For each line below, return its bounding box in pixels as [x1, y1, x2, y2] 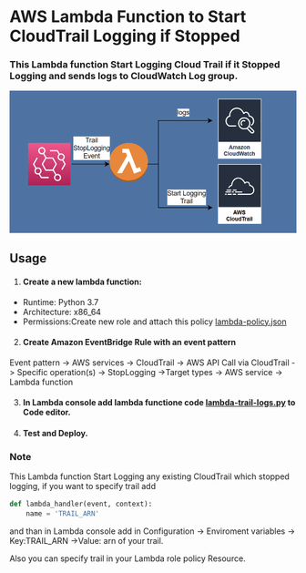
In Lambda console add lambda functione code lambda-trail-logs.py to [22, 397, 296, 408]
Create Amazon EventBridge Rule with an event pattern [22, 337, 237, 348]
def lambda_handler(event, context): [9, 499, 153, 509]
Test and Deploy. [22, 427, 88, 438]
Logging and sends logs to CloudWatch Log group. [9, 70, 239, 83]
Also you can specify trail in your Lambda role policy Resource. [9, 553, 246, 564]
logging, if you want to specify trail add [9, 481, 157, 492]
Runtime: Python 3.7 [22, 296, 99, 307]
